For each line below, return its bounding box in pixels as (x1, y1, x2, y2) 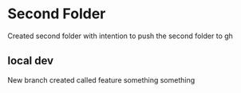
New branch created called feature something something (7, 75, 196, 84)
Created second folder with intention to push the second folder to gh (7, 31, 233, 41)
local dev (7, 54, 53, 68)
